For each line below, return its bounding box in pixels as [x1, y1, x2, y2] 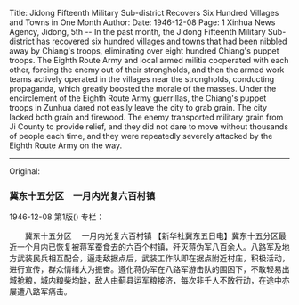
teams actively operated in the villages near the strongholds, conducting [9, 74, 275, 84]
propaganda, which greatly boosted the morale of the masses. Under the [9, 84, 277, 94]
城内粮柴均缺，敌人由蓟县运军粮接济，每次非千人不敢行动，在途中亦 [39, 276, 290, 286]
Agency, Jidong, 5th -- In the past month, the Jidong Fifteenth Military [9, 27, 266, 37]
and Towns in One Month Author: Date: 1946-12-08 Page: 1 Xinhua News [9, 17, 276, 28]
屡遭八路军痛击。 [9, 286, 72, 297]
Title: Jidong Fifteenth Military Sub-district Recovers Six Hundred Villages [9, 8, 279, 18]
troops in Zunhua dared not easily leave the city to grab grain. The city [9, 103, 268, 112]
